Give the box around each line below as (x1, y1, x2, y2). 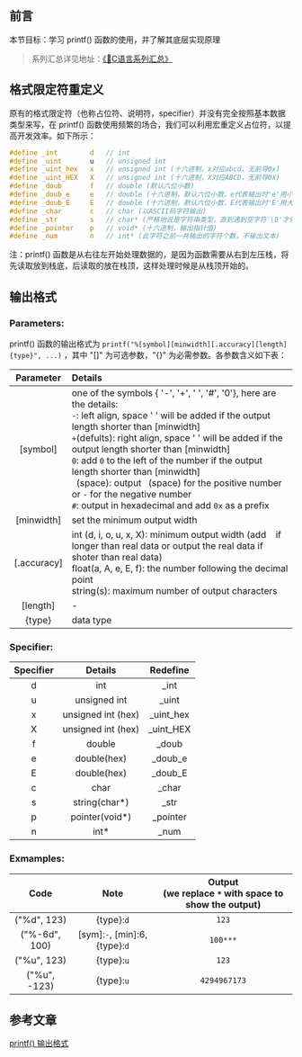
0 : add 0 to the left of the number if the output (71, 453, 263, 466)
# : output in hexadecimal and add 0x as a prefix (71, 498, 270, 511)
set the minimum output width (71, 514, 198, 526)
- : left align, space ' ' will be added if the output (71, 408, 271, 421)
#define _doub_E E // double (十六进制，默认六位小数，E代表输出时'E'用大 (9, 198, 294, 207)
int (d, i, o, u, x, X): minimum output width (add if (71, 528, 281, 541)
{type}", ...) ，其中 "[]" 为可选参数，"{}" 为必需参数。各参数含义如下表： (9, 349, 288, 360)
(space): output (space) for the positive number (75, 476, 282, 488)
